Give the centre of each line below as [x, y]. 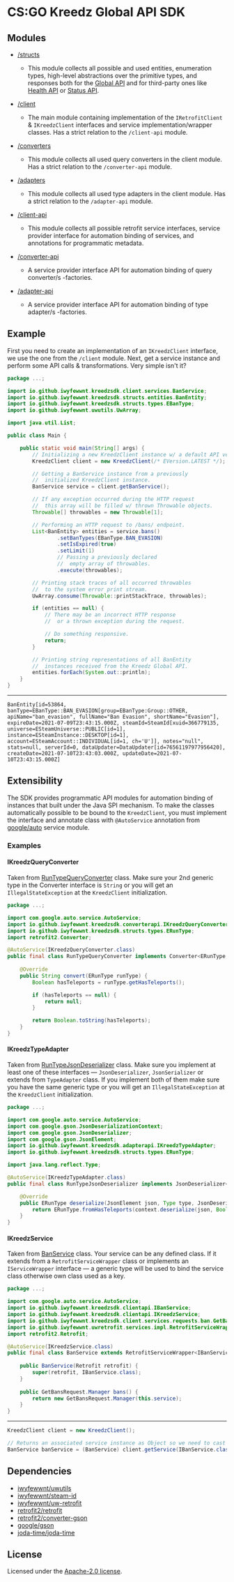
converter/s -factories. [60, 277]
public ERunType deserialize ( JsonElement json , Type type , [107, 1203]
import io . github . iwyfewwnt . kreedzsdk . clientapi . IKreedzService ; [104, 1315]
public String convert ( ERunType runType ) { [84, 976]
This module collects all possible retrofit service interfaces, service [124, 228]
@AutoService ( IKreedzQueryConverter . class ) [71, 950]
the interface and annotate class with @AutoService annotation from [104, 820]
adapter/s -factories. [57, 312]
